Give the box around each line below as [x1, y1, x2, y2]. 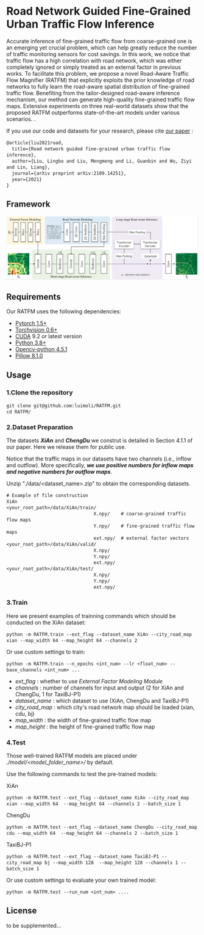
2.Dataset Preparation [6, 423, 73, 431]
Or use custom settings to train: [6, 648, 85, 655]
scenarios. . [6, 115, 36, 123]
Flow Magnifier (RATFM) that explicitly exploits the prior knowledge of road [6, 76, 195, 84]
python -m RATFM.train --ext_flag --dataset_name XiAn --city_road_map [6, 631, 192, 638]
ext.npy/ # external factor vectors [93, 536, 189, 542]
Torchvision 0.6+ [15, 326, 58, 333]
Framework [6, 199, 51, 209]
